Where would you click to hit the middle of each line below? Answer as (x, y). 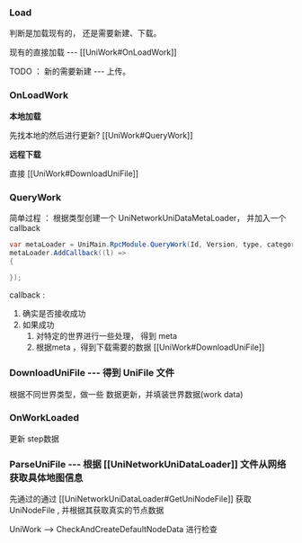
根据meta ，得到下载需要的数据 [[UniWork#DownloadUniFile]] (150, 347)
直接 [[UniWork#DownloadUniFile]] (74, 174)
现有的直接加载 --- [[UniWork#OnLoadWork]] (93, 52)
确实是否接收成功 (54, 314)
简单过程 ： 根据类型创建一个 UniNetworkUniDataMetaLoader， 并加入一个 (148, 218)
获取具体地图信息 (46, 477)
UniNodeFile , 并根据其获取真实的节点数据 (87, 511)
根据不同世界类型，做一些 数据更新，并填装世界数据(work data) (126, 394)
